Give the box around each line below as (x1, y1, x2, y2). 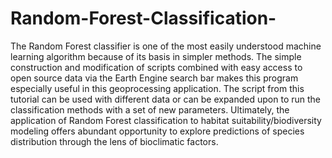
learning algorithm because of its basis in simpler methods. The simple (10, 50, 302, 62)
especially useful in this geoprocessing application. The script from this (10, 82, 305, 94)
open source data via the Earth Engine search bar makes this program (10, 72, 299, 84)
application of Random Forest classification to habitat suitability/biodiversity (10, 114, 322, 126)
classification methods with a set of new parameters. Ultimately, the (10, 103, 290, 116)
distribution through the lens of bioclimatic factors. (10, 135, 219, 147)
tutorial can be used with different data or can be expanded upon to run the (10, 93, 322, 105)
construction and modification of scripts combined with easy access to (10, 61, 303, 73)
